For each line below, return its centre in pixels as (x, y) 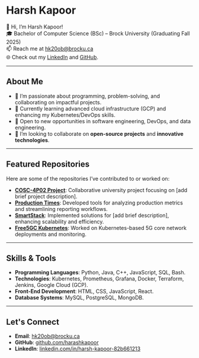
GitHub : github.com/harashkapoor (57, 343)
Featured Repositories (48, 164)
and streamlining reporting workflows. (61, 209)
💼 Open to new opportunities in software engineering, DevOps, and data (103, 121)
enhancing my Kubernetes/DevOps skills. (65, 115)
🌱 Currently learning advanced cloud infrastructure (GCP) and (90, 108)
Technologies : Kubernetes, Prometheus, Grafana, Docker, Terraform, (99, 279)
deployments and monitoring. (51, 234)
